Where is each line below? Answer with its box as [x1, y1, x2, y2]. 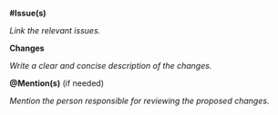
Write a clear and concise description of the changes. [9, 61, 212, 71]
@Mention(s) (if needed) [9, 78, 105, 89]
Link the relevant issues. [9, 25, 101, 35]
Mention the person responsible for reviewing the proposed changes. [9, 95, 270, 106]
